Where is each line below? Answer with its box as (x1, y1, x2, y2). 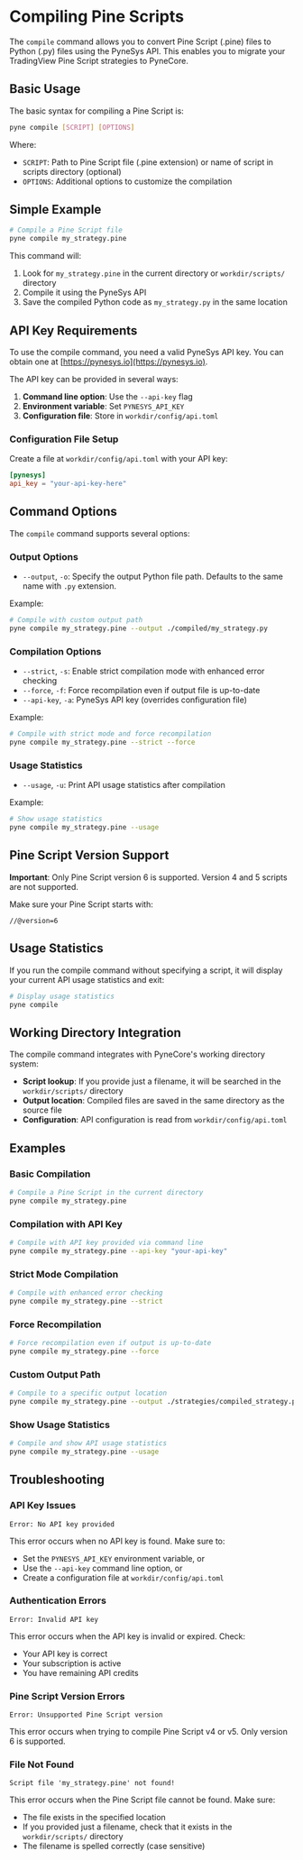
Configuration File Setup (9, 433, 119, 445)
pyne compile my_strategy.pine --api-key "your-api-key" (9, 1246, 228, 1255)
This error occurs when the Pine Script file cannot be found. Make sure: (9, 1794, 276, 1805)
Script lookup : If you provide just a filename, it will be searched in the (22, 1076, 281, 1087)
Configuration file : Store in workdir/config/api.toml (22, 410, 219, 421)
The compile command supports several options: (9, 527, 191, 538)
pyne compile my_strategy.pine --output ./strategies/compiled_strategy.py (9, 1397, 300, 1406)
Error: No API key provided (9, 1519, 115, 1529)
